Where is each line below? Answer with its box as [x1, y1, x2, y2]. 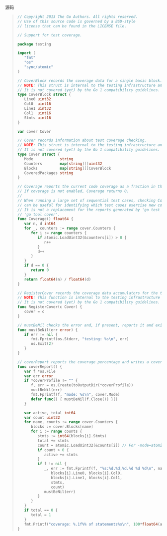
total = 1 [30, 512, 51, 518]
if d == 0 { [24, 263, 49, 268]
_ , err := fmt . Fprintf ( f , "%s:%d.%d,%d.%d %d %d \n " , [44, 466, 156, 471]
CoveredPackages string [24, 170, 74, 176]
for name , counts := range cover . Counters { [24, 420, 118, 425]
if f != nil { [37, 461, 67, 467]
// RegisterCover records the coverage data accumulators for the [17, 290, 158, 295]
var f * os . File [24, 369, 56, 374]
